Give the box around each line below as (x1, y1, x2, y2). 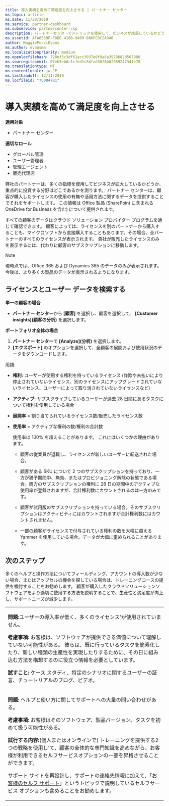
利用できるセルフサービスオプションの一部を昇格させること (18, 752, 159, 759)
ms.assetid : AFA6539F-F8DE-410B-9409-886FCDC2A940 (5, 36, 114, 41)
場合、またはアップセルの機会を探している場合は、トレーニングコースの (9, 577, 159, 583)
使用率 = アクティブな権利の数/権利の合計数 (12, 423, 103, 430)
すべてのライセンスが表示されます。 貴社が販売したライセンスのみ (22, 235, 160, 242)
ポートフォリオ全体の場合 (5, 327, 58, 334)
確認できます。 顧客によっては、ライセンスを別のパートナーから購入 (14, 223, 155, 229)
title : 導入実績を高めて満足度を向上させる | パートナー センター (5, 7, 127, 13)
